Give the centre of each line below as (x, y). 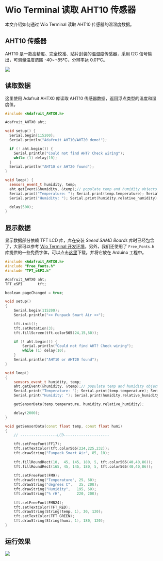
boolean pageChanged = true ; (34, 293)
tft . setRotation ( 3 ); (34, 328)
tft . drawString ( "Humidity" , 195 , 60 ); (55, 489)
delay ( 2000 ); (27, 413)
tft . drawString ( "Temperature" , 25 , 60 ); (55, 480)
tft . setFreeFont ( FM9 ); (37, 476)
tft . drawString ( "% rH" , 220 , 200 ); (56, 494)
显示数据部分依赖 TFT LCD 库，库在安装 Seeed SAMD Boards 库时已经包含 (80, 240)
